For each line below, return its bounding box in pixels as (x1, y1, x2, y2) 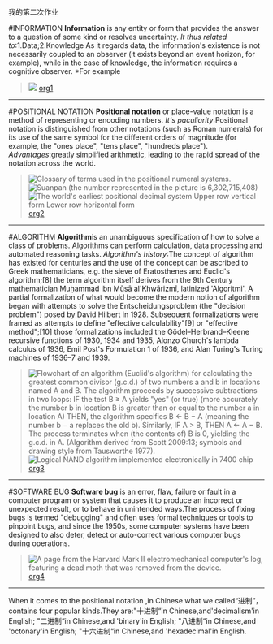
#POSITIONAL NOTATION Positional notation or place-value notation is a (8, 106, 254, 116)
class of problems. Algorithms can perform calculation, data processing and (8, 240, 263, 250)
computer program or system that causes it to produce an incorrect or (8, 495, 244, 505)
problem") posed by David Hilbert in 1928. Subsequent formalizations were (8, 309, 259, 319)
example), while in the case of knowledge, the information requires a (8, 58, 238, 67)
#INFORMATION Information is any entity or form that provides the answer (8, 24, 260, 32)
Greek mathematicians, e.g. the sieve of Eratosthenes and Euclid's (8, 266, 230, 276)
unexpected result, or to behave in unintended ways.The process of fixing (8, 504, 256, 513)
